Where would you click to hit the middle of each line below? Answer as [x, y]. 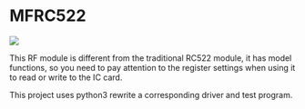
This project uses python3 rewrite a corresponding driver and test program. [151, 94]
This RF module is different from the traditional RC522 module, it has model [151, 58]
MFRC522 [48, 16]
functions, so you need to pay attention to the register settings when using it [152, 67]
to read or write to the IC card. [66, 77]
